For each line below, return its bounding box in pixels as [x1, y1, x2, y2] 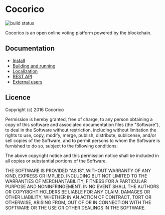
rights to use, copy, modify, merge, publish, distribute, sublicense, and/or [5, 132, 156, 138]
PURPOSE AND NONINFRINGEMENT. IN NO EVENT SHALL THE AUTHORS [5, 183, 159, 189]
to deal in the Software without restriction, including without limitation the [5, 126, 156, 133]
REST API [12, 73, 33, 79]
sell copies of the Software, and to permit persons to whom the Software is [5, 137, 160, 143]
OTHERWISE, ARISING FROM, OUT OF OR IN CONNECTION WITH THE [5, 199, 151, 205]
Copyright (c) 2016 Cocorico [5, 106, 64, 112]
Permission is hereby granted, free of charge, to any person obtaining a [5, 116, 153, 122]
